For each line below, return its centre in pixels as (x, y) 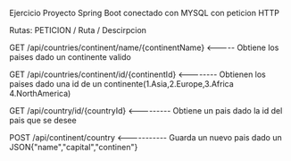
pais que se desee (43, 120)
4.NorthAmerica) (40, 93)
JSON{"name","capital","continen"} (74, 147)
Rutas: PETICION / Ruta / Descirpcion (78, 30)
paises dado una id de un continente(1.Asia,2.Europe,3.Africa (121, 84)
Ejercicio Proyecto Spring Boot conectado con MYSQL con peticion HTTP (144, 13)
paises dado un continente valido (70, 57)
